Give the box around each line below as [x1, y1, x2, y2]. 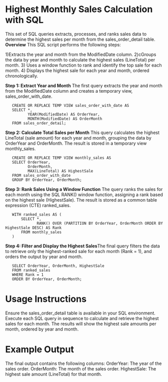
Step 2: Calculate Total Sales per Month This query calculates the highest [5, 130, 160, 136]
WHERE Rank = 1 [12, 272, 44, 277]
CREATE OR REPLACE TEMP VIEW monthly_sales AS [12, 155, 112, 160]
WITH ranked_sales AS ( [12, 212, 62, 217]
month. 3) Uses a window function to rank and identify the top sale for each [5, 62, 162, 68]
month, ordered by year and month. [5, 326, 79, 332]
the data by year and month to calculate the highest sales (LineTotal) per [5, 56, 155, 62]
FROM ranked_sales [12, 268, 51, 273]
